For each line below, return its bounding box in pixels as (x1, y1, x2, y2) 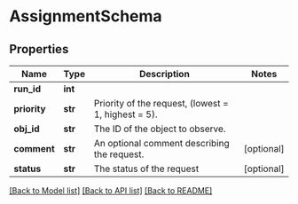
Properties (9, 42, 69, 57)
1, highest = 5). (93, 108, 158, 121)
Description (138, 68, 191, 80)
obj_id (13, 122, 40, 135)
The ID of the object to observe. (93, 122, 226, 135)
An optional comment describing (93, 137, 230, 149)
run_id (13, 82, 42, 95)
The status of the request (93, 162, 200, 175)
